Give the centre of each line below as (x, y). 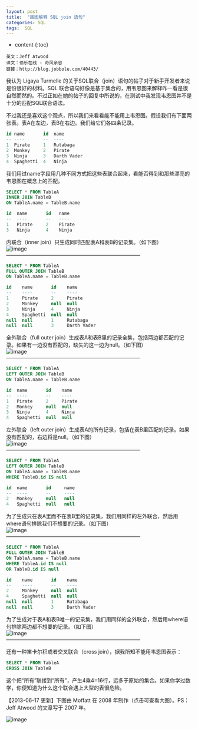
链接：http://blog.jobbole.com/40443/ (52, 69)
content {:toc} (32, 45)
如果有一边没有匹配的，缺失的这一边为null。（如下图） (81, 345)
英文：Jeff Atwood (27, 57)
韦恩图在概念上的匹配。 (34, 181)
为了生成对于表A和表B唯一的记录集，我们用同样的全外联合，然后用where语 (97, 619)
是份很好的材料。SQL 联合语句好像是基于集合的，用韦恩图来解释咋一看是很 (97, 88)
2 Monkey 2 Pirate (38, 150)
